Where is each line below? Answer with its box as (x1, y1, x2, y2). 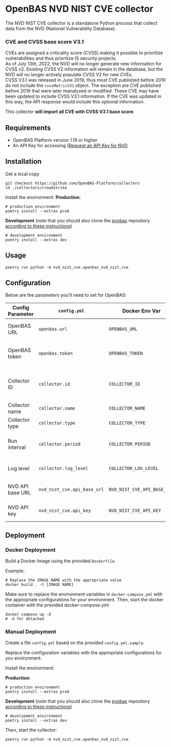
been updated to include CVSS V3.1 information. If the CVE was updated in (5, 93, 162, 100)
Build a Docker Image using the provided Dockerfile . (5, 558, 116, 564)
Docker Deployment (5, 546, 56, 553)
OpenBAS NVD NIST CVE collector (5, 3, 154, 15)
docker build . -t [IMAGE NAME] (5, 582, 74, 587)
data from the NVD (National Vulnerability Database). (5, 25, 117, 31)
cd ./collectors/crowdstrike (5, 185, 67, 190)
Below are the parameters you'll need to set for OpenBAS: (5, 292, 127, 298)
